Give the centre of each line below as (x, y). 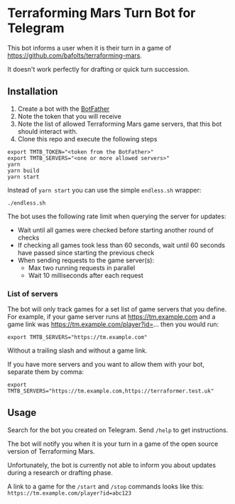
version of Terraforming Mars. (51, 451)
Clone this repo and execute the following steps (87, 139)
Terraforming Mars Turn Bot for (102, 13)
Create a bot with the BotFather (64, 109)
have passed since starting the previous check (86, 252)
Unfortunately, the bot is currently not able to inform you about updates (112, 465)
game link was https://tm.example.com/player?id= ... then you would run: (113, 324)
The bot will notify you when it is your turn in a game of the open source (113, 444)
